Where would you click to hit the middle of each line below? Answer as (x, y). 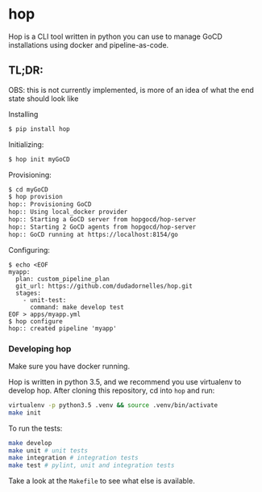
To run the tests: (35, 428)
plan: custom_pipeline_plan (63, 279)
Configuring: (29, 250)
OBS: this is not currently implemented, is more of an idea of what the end (131, 90)
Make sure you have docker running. (69, 366)
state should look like (44, 99)
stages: (29, 293)
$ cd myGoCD (28, 189)
